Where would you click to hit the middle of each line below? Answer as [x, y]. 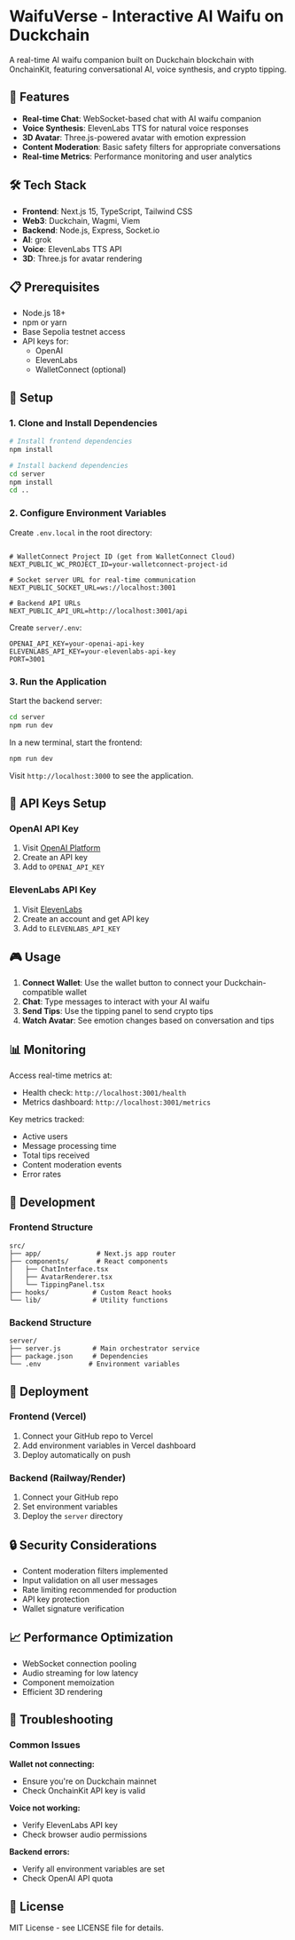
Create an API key [55, 858]
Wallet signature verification [73, 1608]
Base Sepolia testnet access [74, 332]
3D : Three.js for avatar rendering [82, 258]
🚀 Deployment [49, 1391]
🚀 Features [39, 97]
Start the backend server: [56, 701]
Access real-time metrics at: [61, 1075]
